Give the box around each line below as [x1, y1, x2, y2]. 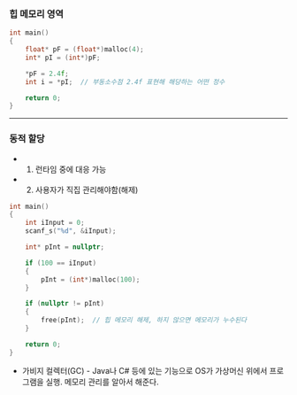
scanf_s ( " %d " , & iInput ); [25, 227, 117, 236]
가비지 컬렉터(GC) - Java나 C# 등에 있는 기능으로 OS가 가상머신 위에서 [21, 365, 268, 376]
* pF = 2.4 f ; [25, 69, 69, 78]
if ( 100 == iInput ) [25, 259, 97, 267]
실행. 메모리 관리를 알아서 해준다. [45, 376, 159, 387]
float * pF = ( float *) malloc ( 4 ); [25, 45, 144, 54]
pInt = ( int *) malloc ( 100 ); [41, 275, 141, 284]
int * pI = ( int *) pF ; [25, 53, 101, 62]
